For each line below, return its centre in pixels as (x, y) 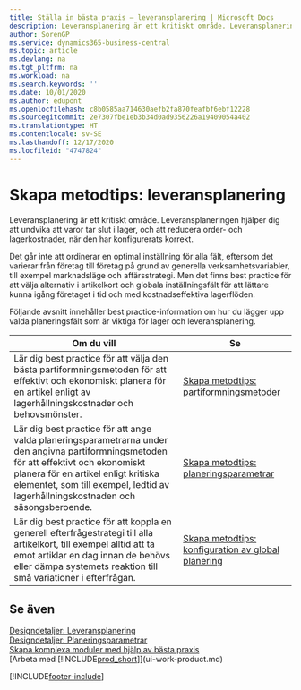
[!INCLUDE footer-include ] (57, 677)
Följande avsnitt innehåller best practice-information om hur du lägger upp (147, 311)
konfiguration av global (232, 549)
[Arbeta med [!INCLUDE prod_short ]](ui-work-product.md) (116, 660)
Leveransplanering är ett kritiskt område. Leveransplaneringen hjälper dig (145, 219)
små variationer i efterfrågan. (75, 577)
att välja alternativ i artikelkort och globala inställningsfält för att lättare (139, 285)
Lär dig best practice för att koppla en (93, 522)
